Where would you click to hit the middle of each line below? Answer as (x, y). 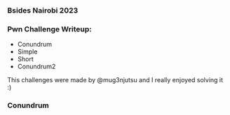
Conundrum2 (36, 67)
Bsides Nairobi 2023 (43, 10)
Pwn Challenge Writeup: (50, 29)
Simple (27, 52)
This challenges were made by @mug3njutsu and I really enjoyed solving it (115, 80)
